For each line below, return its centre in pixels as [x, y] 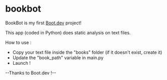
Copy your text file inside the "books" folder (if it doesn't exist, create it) [87, 52]
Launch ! [22, 63]
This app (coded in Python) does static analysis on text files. [68, 32]
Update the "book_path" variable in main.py [58, 57]
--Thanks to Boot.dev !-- [31, 73]
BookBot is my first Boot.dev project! [43, 23]
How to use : [18, 42]
